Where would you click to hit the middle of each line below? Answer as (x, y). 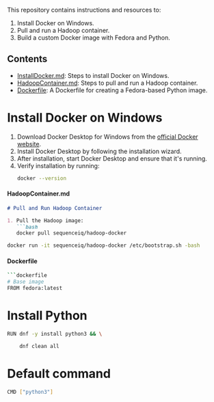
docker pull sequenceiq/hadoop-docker (71, 233)
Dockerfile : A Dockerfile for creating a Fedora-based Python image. (112, 90)
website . (29, 144)
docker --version (42, 178)
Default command (59, 374)
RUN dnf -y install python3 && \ (55, 334)
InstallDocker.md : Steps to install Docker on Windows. (93, 75)
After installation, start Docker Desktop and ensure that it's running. (112, 158)
